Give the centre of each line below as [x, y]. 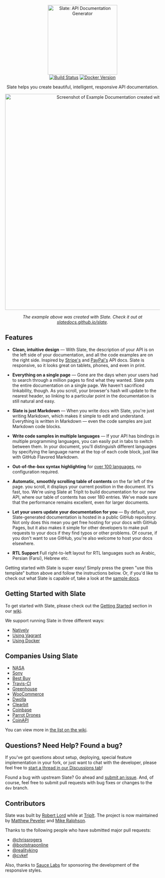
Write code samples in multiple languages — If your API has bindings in [86, 436]
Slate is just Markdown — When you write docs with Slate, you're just [83, 410]
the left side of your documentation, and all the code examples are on [82, 355]
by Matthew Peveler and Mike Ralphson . [46, 821]
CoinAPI [20, 720]
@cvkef [20, 856]
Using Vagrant [27, 635]
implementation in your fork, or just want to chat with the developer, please [81, 762]
